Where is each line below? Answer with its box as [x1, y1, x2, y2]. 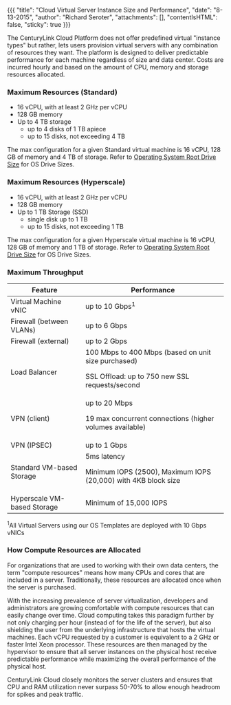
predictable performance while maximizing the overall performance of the [7, 655, 217, 663]
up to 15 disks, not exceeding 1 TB [27, 222, 124, 230]
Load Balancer [10, 367, 58, 377]
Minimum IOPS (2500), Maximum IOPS [85, 467, 212, 477]
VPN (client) [10, 413, 50, 423]
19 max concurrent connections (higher [85, 413, 214, 423]
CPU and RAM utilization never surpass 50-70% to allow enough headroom [7, 682, 221, 691]
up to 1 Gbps [85, 440, 128, 450]
